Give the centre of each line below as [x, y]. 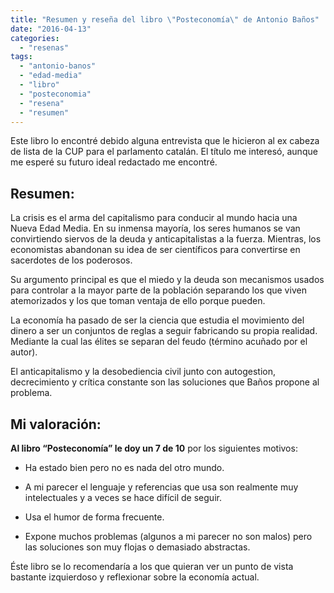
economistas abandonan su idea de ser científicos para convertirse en [155, 250]
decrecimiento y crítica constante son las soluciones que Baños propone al [165, 382]
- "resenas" [44, 47]
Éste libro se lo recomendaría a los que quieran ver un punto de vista [152, 566]
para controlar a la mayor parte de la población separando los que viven [158, 290]
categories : [35, 38]
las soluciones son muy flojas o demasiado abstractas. [137, 547]
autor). [24, 352]
